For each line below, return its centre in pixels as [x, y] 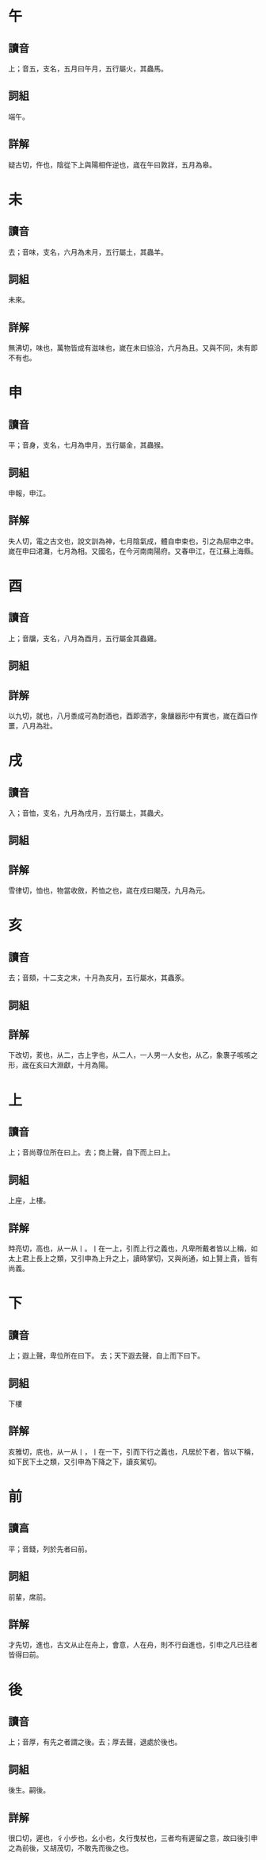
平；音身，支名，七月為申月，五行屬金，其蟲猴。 [88, 445]
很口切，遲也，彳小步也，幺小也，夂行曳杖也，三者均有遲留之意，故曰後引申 [133, 1838]
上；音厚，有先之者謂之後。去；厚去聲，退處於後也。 [95, 1742]
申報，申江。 [29, 494]
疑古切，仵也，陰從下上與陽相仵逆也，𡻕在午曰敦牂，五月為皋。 [112, 164]
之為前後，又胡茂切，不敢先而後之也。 [70, 1848]
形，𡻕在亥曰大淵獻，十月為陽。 [60, 1065]
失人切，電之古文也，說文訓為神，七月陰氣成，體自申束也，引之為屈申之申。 [133, 541]
